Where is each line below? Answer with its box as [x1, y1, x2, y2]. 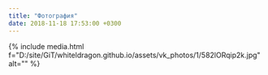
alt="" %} [8, 58, 41, 69]
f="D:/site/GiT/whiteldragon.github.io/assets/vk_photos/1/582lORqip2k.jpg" [8, 50, 262, 60]
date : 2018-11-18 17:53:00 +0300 [8, 19, 122, 27]
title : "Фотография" [8, 11, 79, 20]
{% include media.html [8, 41, 84, 51]
